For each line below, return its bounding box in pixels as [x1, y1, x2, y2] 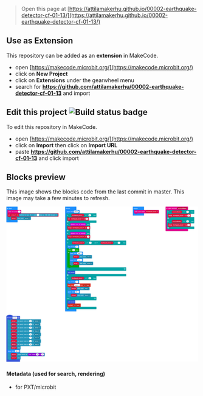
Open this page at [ [21, 5, 70, 12]
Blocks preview [6, 172, 66, 182]
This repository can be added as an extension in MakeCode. [6, 52, 159, 59]
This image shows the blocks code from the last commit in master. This [6, 188, 185, 195]
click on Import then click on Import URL [15, 141, 118, 148]
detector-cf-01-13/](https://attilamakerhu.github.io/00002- [21, 12, 168, 19]
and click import [38, 155, 79, 162]
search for [15, 83, 41, 90]
